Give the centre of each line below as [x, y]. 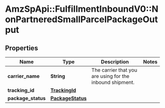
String [58, 76]
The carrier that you [114, 70]
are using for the [110, 76]
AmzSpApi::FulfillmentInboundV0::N [82, 9]
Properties [22, 48]
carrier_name [24, 76]
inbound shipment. [113, 82]
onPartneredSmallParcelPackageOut [82, 19]
